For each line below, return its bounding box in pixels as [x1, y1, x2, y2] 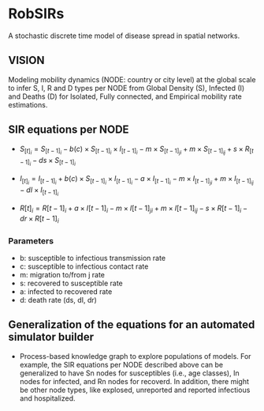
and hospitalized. [19, 393, 76, 403]
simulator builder [8, 330, 95, 344]
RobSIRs [8, 5, 65, 23]
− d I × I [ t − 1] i [19, 185, 59, 198]
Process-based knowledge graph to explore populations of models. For [19, 351, 251, 360]
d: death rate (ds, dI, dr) [19, 295, 97, 304]
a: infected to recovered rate [19, 286, 113, 296]
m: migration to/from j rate [19, 270, 105, 279]
